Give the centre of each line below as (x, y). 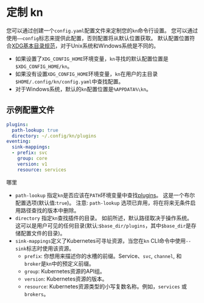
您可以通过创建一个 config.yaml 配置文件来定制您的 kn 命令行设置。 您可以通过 (102, 30)
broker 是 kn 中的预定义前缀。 (59, 263)
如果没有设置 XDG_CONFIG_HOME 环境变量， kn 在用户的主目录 (86, 74)
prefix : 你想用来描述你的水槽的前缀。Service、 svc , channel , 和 (103, 256)
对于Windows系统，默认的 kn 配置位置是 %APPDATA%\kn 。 (83, 89)
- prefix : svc (30, 153)
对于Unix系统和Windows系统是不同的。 (110, 46)
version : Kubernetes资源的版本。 (66, 279)
